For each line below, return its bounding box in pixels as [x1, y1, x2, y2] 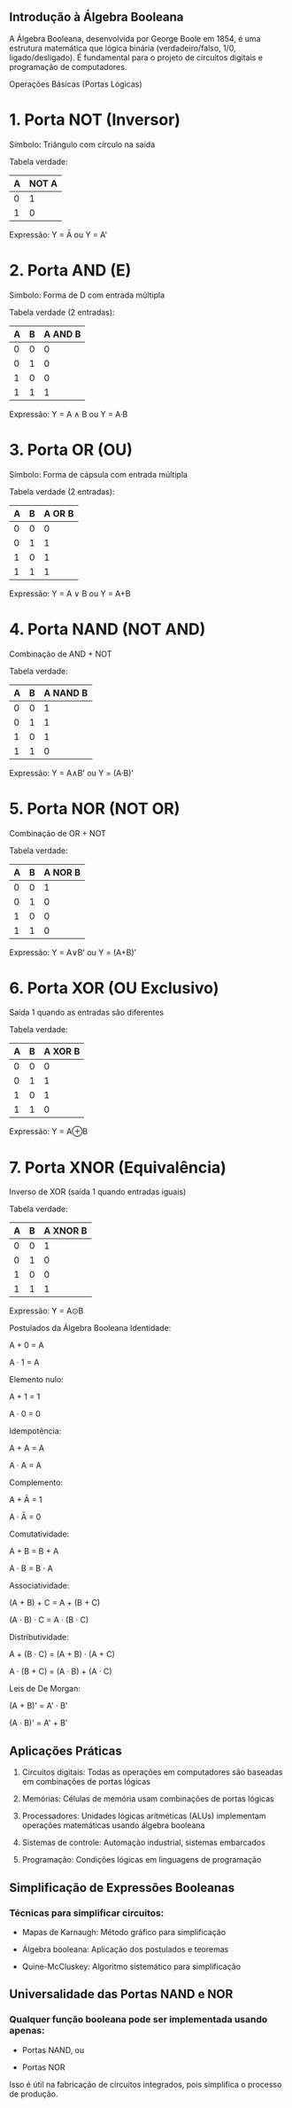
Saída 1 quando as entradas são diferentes [9, 1007, 165, 1018]
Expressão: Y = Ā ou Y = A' [9, 229, 108, 240]
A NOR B [43, 866, 81, 878]
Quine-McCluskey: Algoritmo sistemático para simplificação [21, 1961, 242, 1972]
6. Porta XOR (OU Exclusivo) [9, 977, 219, 998]
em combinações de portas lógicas [21, 1777, 150, 1787]
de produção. [9, 2089, 58, 2099]
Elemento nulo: [9, 1374, 64, 1385]
